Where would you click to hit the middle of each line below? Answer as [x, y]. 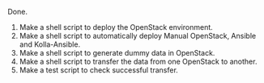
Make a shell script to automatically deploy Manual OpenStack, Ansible [138, 36]
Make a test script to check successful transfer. [99, 70]
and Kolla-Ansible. [50, 44]
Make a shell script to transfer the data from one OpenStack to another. [138, 61]
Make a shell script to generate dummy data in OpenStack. [117, 53]
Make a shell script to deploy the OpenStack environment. [116, 27]
